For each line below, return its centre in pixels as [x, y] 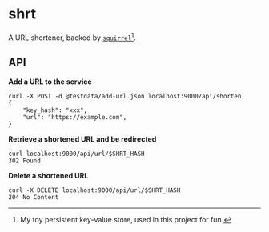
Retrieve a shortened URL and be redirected [82, 139]
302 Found [25, 161]
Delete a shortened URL [48, 176]
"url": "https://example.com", [75, 118]
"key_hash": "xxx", [55, 110]
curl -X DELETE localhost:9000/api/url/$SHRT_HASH [94, 190]
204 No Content [34, 198]
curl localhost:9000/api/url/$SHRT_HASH [77, 154]
